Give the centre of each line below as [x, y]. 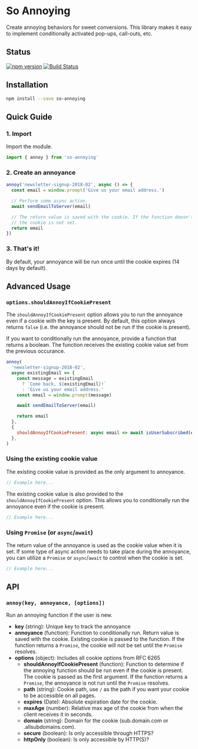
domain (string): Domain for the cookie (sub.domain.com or [96, 721]
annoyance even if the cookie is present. [55, 506]
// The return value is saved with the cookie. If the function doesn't [103, 217]
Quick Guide [29, 117]
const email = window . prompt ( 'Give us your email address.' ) [88, 190]
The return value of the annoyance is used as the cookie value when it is [94, 545]
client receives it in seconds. [58, 714]
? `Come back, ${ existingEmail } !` [64, 384]
